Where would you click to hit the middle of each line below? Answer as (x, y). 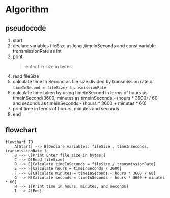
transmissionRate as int (37, 51)
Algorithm (27, 9)
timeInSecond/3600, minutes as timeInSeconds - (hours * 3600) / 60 (85, 98)
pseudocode (26, 28)
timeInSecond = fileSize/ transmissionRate (60, 88)
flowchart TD (19, 142)
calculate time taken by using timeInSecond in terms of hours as (80, 92)
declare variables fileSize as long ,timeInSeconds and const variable (84, 46)
